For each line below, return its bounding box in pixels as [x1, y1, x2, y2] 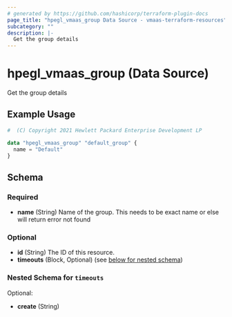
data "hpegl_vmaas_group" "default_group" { [7, 139, 137, 146]
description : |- [7, 29, 54, 37]
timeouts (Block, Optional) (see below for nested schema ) [17, 255, 183, 264]
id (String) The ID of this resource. [17, 248, 115, 257]
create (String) [17, 302, 60, 310]
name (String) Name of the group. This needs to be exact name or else [17, 208, 220, 217]
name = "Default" [13, 146, 64, 153]
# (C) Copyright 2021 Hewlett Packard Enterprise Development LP [7, 127, 202, 134]
